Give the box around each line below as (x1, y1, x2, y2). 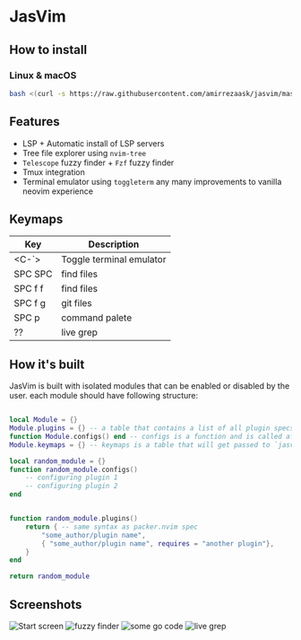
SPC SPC (13, 267, 53, 280)
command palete (61, 311, 133, 324)
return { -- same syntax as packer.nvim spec (25, 522, 199, 531)
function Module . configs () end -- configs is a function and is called (9, 432, 282, 441)
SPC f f (13, 283, 44, 295)
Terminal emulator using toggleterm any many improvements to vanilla (21, 176, 282, 187)
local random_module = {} (9, 456, 106, 466)
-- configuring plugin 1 (25, 473, 118, 482)
